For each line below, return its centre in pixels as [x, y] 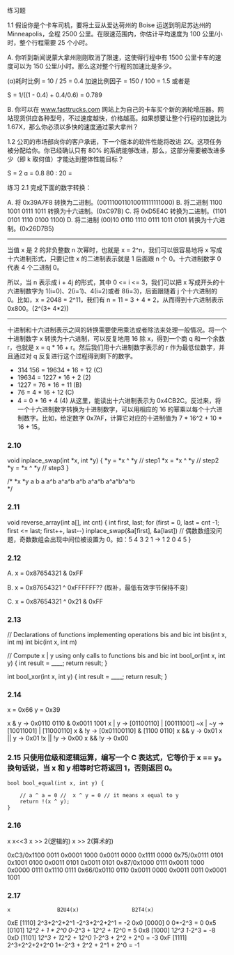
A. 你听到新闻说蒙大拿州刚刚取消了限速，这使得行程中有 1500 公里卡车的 [111, 57]
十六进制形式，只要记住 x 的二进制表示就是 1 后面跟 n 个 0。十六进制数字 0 [114, 258]
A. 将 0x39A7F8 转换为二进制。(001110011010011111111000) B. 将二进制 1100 [115, 202]
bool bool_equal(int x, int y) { [56, 783]
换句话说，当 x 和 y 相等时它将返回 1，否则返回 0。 [92, 768]
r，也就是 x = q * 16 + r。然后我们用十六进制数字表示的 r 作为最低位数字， [113, 347]
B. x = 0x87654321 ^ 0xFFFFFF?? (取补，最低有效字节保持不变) [97, 587]
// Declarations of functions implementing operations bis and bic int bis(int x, [117, 635]
